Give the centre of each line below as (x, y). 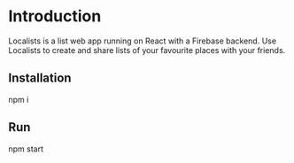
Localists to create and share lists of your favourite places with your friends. (147, 50)
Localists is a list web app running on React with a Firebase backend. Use (142, 41)
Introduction (55, 16)
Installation (40, 78)
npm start (26, 149)
